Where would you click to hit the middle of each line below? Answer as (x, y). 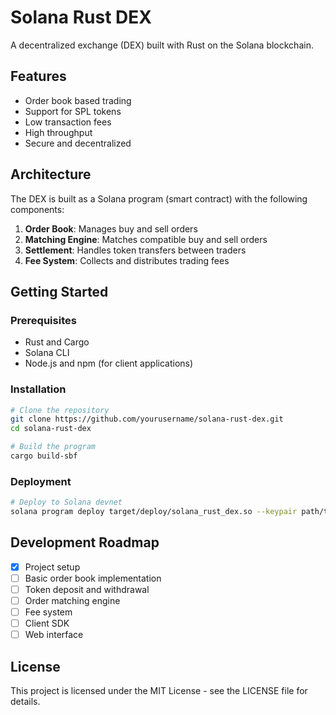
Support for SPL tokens (73, 111)
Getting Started (59, 291)
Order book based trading (78, 100)
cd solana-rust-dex (51, 429)
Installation (38, 389)
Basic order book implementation (93, 578)
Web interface (54, 635)
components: (37, 209)
